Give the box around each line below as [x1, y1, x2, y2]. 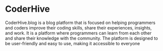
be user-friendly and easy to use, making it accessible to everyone [5, 40, 140, 46]
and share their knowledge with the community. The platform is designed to [5, 35, 158, 41]
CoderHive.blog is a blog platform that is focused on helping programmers [5, 20, 156, 25]
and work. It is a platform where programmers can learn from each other [5, 30, 152, 36]
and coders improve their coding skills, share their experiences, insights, [5, 25, 152, 30]
